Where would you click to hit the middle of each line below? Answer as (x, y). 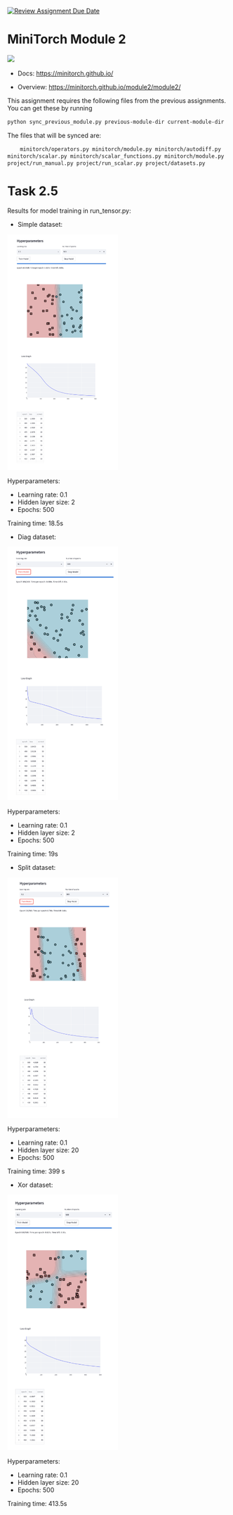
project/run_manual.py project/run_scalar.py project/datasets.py (106, 163)
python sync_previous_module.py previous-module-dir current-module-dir (116, 122)
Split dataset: (36, 867)
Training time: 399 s (36, 1171)
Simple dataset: (40, 224)
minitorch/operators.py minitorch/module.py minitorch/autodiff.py (120, 149)
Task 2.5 (33, 191)
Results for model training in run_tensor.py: (69, 211)
